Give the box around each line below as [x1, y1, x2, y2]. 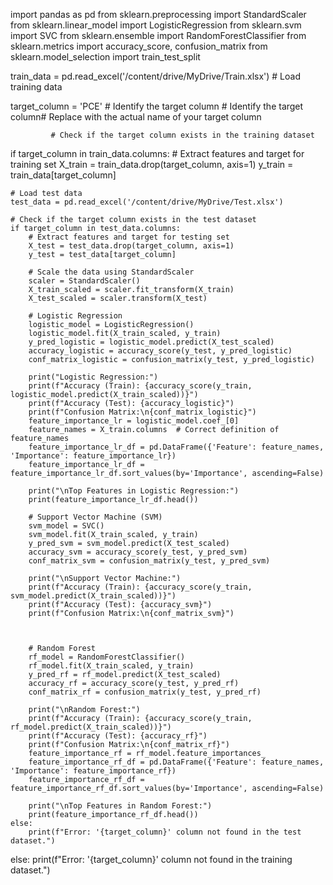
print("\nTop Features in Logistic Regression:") [28, 486, 240, 496]
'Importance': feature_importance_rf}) [10, 766, 177, 776]
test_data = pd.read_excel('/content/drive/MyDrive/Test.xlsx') [10, 197, 284, 207]
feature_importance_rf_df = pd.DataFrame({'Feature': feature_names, [28, 757, 325, 767]
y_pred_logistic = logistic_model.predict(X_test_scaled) [28, 337, 275, 347]
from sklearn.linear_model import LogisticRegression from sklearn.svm [10, 19, 302, 31]
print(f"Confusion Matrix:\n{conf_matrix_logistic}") [28, 407, 257, 417]
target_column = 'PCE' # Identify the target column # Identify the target [10, 100, 304, 112]
